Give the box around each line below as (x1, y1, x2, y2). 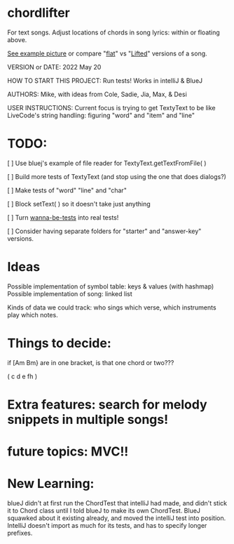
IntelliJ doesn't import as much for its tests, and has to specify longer (7, 522, 207, 530)
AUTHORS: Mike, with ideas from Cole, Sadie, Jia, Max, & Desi (7, 90, 187, 98)
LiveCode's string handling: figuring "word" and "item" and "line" (7, 111, 195, 119)
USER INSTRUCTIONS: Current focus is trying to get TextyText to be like (7, 103, 216, 112)
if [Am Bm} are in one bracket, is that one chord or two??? (7, 358, 174, 366)
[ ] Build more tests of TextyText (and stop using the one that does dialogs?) (7, 172, 226, 180)
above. (7, 35, 27, 44)
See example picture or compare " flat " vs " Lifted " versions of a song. (7, 49, 208, 58)
